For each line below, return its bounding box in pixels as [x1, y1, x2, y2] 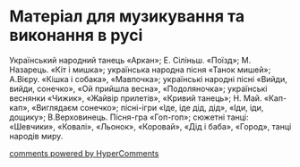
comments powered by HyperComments [9, 147, 159, 158]
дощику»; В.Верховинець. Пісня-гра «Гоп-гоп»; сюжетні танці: [9, 112, 249, 122]
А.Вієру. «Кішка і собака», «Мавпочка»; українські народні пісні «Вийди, [9, 73, 288, 84]
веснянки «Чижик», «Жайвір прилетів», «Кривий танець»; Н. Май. [9, 92, 262, 104]
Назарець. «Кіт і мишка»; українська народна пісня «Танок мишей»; [9, 64, 271, 75]
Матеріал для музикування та [9, 6, 244, 27]
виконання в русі [9, 25, 143, 46]
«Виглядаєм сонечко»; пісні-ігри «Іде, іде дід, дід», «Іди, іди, [30, 102, 264, 113]
